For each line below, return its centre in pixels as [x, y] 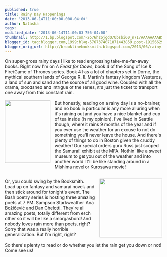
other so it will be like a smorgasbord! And [48, 218]
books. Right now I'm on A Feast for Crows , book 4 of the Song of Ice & [78, 66]
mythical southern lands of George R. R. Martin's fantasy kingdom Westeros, [83, 77]
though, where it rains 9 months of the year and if [105, 124]
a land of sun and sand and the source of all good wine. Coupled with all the [83, 82]
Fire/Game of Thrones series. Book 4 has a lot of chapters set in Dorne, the [82, 71]
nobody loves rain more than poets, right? [48, 224]
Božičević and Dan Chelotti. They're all [45, 208]
